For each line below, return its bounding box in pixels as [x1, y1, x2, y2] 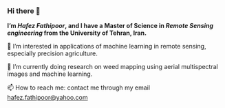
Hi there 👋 [7, 6, 41, 16]
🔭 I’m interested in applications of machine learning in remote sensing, [7, 42, 206, 51]
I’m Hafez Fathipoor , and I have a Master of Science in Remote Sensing [7, 22, 214, 30]
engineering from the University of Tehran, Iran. [7, 29, 147, 37]
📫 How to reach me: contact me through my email [7, 83, 150, 92]
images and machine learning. [7, 70, 93, 78]
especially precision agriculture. [7, 49, 98, 57]
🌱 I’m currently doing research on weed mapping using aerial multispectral [7, 63, 218, 71]
